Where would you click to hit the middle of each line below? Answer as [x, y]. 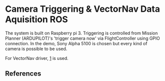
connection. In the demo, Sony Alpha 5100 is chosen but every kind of [76, 43]
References [23, 74]
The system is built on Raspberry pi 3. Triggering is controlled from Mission [82, 33]
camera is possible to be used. [36, 49]
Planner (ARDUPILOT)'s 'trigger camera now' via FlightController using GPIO [82, 38]
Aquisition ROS [36, 19]
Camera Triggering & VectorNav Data [82, 9]
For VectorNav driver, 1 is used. [37, 58]
